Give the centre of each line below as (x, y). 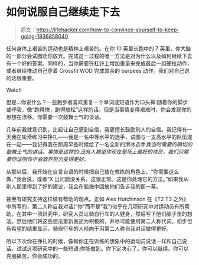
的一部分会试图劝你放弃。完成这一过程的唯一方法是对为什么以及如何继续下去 (99, 56)
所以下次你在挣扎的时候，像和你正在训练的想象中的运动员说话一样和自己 (94, 241)
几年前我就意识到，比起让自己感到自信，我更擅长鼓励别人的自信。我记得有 (97, 129)
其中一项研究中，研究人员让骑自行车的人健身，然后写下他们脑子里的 (104, 214)
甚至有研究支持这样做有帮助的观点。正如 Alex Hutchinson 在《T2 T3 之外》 (97, 199)
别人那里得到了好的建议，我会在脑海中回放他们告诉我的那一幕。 (84, 186)
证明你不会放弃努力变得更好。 (53, 159)
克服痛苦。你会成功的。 (35, 256)
